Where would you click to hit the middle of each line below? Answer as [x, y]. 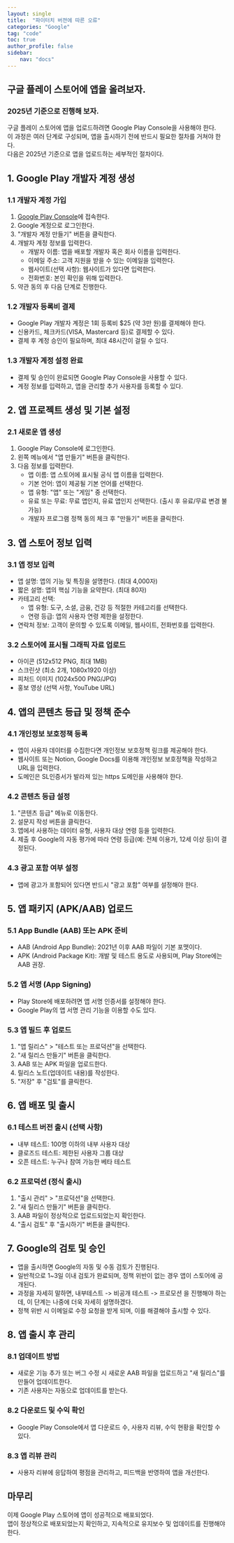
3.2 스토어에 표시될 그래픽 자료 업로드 [67, 645]
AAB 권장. [31, 965]
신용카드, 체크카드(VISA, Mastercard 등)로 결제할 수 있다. [96, 332]
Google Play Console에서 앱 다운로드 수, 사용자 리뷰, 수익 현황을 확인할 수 [119, 1427]
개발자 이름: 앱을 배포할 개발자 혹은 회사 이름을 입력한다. [104, 252]
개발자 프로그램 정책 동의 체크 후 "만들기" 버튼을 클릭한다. [106, 519]
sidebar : [20, 53]
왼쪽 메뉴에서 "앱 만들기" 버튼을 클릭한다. [73, 457]
